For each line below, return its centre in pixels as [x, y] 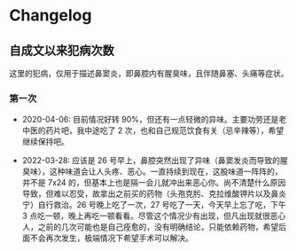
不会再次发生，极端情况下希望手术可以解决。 [111, 238]
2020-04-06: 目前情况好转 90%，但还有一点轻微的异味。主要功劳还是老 [154, 120]
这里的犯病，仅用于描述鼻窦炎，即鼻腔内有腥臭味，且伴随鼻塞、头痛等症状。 [149, 73]
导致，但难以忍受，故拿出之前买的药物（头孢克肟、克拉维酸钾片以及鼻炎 [154, 194]
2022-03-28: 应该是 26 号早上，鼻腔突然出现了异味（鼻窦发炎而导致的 [151, 161]
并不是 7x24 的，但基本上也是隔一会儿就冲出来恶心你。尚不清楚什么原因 [154, 183]
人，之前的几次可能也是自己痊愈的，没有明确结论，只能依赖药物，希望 [150, 227]
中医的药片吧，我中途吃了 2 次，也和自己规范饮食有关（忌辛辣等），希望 [153, 130]
